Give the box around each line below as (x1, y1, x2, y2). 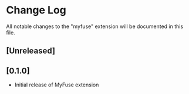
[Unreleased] (6, 46, 56, 56)
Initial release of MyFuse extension (14, 81, 99, 88)
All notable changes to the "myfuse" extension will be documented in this (6, 23, 184, 30)
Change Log (6, 4, 66, 17)
